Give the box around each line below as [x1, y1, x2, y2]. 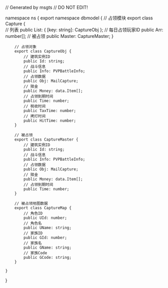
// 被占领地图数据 [14, 201, 48, 206]
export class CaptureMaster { [14, 137, 79, 142]
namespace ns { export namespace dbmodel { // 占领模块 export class [5, 15, 153, 21]
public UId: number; [23, 215, 67, 220]
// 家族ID [23, 231, 43, 236]
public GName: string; [23, 245, 72, 250]
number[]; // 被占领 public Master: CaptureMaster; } [5, 33, 114, 39]
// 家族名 [23, 240, 42, 246]
